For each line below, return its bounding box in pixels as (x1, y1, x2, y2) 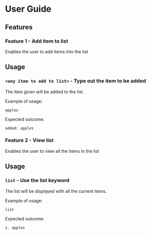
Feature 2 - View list (5, 137, 54, 144)
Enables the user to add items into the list (5, 48, 88, 54)
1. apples (5, 225, 25, 230)
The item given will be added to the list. (5, 89, 84, 94)
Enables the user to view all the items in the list (5, 148, 99, 154)
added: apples (5, 126, 34, 131)
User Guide (5, 3, 52, 15)
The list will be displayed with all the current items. (5, 188, 107, 194)
